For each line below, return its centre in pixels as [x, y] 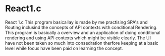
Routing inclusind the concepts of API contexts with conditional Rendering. [81, 27]
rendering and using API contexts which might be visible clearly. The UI [78, 38]
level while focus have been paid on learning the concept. [64, 48]
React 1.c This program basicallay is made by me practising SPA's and [76, 22]
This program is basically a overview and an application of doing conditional [83, 32]
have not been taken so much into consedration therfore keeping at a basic [82, 43]
